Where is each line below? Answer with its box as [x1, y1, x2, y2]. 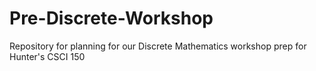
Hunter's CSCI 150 [9, 50, 86, 62]
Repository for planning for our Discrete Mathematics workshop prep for [9, 40, 307, 52]
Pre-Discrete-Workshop [9, 7, 214, 30]
